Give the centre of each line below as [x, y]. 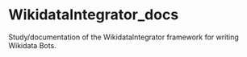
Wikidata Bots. [32, 45]
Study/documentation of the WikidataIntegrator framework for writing [124, 37]
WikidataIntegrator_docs [94, 15]
